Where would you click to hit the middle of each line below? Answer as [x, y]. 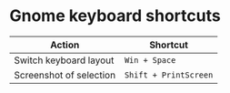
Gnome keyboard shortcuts [115, 16]
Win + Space [150, 60]
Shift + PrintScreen [169, 75]
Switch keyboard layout [64, 60]
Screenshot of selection [65, 75]
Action [65, 45]
